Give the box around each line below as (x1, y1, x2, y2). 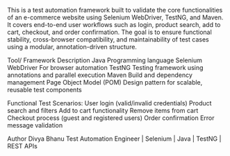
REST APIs (7, 142, 38, 150)
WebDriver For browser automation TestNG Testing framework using (7, 64, 204, 71)
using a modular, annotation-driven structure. (7, 43, 138, 51)
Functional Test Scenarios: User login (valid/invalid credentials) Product (7, 99, 212, 107)
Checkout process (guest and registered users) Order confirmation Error (7, 114, 215, 122)
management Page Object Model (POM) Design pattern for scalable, (7, 78, 203, 86)
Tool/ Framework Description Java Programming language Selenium (7, 56, 203, 64)
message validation (7, 121, 63, 129)
